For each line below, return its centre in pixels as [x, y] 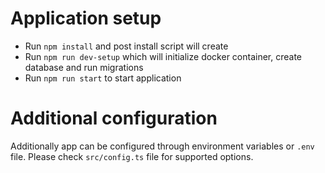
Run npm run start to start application [103, 78]
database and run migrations [84, 67]
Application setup [86, 18]
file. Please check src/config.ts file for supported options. [132, 156]
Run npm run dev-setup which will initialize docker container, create [163, 56]
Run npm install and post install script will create [126, 46]
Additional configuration [114, 118]
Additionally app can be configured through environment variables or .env [162, 146]
